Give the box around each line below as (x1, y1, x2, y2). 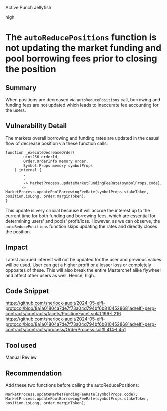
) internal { (14, 167, 42, 172)
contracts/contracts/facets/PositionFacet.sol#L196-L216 (5, 311, 121, 317)
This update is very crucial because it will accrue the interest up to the (5, 207, 150, 213)
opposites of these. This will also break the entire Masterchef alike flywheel (5, 267, 161, 273)
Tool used (5, 341, 37, 350)
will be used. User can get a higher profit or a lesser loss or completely (5, 262, 151, 268)
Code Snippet (5, 287, 49, 295)
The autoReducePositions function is (5, 32, 157, 43)
